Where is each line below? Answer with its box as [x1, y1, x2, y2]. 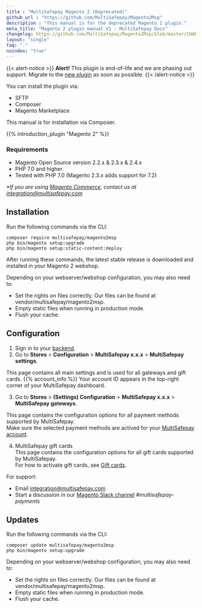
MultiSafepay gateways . [14, 399, 78, 407]
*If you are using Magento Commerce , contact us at [6, 183, 136, 191]
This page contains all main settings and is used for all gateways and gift [6, 369, 186, 376]
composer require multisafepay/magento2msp [6, 235, 117, 241]
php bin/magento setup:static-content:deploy [6, 245, 122, 251]
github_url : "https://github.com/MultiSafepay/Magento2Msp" [6, 14, 163, 20]
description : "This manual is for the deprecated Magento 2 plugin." [6, 20, 187, 26]
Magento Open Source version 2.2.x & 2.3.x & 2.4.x [14, 159, 142, 166]
